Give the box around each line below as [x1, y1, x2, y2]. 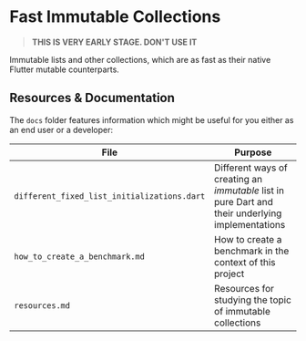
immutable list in [213, 184, 285, 197]
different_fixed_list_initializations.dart [14, 191, 206, 201]
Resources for [213, 282, 275, 294]
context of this [213, 255, 276, 268]
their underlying [213, 207, 282, 220]
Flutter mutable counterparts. [9, 64, 120, 75]
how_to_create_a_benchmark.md [14, 251, 146, 262]
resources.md [14, 300, 71, 311]
